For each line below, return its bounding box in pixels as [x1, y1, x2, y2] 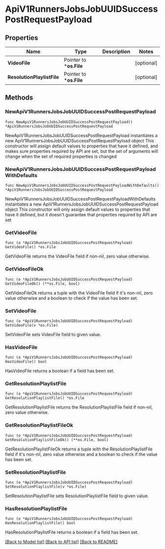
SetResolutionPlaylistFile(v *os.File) [5, 484, 87, 489]
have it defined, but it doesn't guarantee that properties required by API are [5, 211, 157, 217]
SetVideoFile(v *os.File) [5, 323, 58, 328]
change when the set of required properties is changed [5, 153, 117, 159]
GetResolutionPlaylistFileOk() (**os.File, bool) [5, 437, 109, 442]
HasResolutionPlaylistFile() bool [5, 521, 76, 526]
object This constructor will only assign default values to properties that [5, 206, 151, 212]
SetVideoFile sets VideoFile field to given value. [5, 331, 102, 337]
